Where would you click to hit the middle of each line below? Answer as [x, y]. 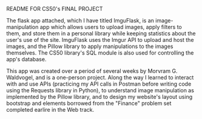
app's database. [26, 59]
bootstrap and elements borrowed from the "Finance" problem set [89, 103]
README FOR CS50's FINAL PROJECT [55, 9]
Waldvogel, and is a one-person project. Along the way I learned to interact [100, 77]
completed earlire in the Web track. [50, 110]
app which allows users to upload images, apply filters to [111, 27]
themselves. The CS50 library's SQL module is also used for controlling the [100, 53]
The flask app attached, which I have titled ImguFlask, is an [80, 20]
